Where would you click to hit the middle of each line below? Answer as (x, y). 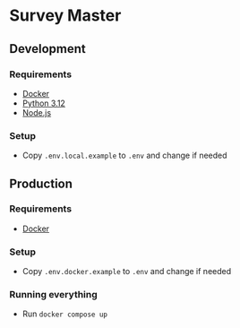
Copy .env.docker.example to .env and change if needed (127, 272)
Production (41, 183)
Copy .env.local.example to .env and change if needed (124, 155)
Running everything (54, 295)
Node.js (37, 112)
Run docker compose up (64, 314)
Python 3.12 (43, 103)
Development (48, 49)
